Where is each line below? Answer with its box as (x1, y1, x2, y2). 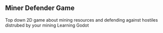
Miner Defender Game (5, 4, 75, 12)
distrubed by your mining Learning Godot (5, 22, 89, 28)
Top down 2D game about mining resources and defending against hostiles (5, 17, 158, 23)
